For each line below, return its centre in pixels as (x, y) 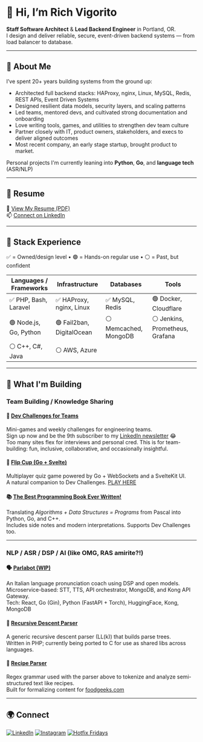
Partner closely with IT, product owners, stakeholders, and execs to (99, 131)
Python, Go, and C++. (33, 519)
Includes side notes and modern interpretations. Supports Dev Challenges (98, 525)
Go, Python (25, 332)
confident (18, 266)
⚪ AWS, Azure (76, 350)
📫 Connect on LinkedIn (36, 215)
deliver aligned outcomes (47, 138)
